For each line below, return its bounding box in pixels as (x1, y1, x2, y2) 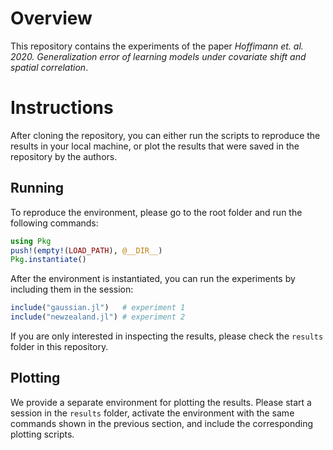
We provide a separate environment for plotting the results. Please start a (10, 396, 312, 408)
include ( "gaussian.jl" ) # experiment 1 (10, 303, 186, 313)
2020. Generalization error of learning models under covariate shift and (10, 50, 307, 62)
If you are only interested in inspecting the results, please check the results (10, 330, 324, 342)
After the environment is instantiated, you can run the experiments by (10, 273, 296, 285)
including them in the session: (10, 283, 134, 296)
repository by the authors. (10, 150, 118, 162)
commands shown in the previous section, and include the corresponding (10, 417, 314, 429)
